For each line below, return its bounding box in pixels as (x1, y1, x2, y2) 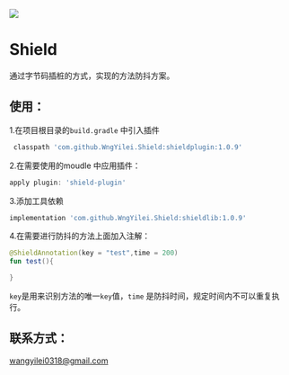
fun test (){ (9, 257, 54, 266)
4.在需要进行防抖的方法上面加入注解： (9, 230, 151, 242)
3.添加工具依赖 (9, 195, 65, 206)
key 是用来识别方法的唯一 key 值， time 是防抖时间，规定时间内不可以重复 (9, 290, 272, 301)
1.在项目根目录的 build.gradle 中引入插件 (9, 124, 160, 135)
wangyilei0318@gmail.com (9, 355, 109, 366)
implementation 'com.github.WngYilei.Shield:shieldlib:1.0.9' (9, 213, 247, 222)
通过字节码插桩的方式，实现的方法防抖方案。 (9, 70, 175, 81)
